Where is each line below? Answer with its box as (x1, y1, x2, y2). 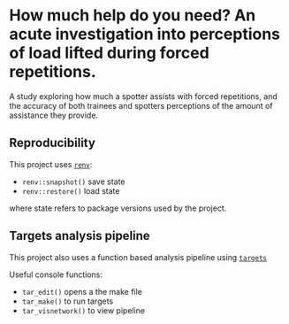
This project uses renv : (9, 158, 93, 169)
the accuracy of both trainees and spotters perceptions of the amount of (9, 100, 273, 111)
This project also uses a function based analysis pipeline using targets (9, 251, 268, 262)
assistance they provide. (9, 110, 99, 120)
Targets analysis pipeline (9, 228, 150, 243)
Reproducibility (9, 135, 95, 150)
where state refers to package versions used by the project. (9, 203, 227, 213)
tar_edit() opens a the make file (21, 286, 143, 297)
